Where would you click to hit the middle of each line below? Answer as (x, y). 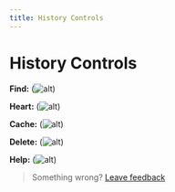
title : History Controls (57, 18)
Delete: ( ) (36, 142)
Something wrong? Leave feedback (98, 177)
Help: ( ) (33, 159)
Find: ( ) (33, 89)
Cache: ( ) (36, 123)
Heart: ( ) (35, 106)
